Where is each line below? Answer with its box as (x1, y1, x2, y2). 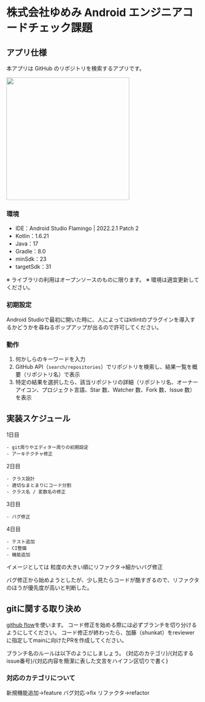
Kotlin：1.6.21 (15, 233, 49, 240)
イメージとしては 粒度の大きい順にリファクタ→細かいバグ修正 (6, 563, 163, 571)
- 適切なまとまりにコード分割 (6, 482, 72, 488)
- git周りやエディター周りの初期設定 (6, 444, 89, 450)
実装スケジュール (6, 414, 71, 424)
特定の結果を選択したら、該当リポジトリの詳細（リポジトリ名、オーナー (15, 378, 198, 385)
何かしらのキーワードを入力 (15, 355, 86, 363)
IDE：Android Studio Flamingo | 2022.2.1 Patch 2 (15, 225, 139, 232)
